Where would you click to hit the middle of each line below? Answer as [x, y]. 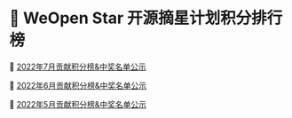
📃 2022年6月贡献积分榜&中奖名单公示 [78, 85]
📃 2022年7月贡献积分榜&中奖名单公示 [78, 67]
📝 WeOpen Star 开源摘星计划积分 [130, 18]
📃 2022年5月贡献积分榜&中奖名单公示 [78, 104]
